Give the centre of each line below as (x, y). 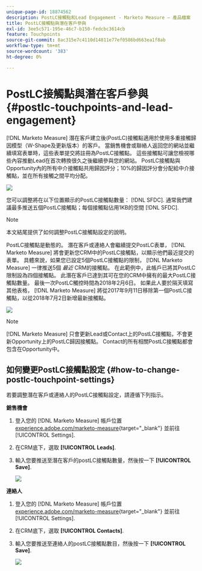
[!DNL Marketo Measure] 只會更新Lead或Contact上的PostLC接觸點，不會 (97, 334)
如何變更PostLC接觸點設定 (56, 370)
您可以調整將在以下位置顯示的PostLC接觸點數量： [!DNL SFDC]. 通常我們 (97, 200)
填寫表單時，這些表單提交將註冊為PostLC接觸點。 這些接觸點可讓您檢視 (100, 153)
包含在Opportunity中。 (34, 349)
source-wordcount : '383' (37, 51)
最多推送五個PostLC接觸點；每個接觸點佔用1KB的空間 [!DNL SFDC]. (95, 207)
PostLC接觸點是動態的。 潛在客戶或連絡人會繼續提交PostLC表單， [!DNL (96, 245)
